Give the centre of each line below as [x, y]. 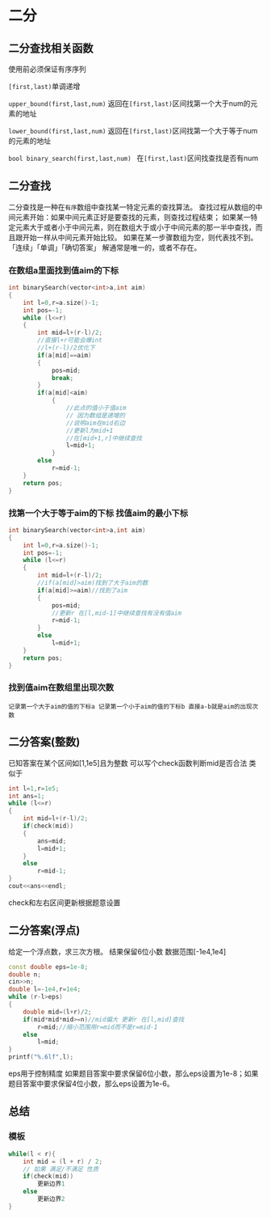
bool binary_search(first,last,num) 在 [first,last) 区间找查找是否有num [133, 158]
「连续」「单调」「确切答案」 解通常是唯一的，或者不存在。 [105, 247]
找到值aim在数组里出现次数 [61, 687]
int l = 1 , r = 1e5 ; [34, 789]
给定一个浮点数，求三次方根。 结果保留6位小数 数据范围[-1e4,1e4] [117, 951]
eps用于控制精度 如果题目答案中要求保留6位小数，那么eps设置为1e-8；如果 [133, 1074]
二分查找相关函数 [51, 48]
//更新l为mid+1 [90, 430]
